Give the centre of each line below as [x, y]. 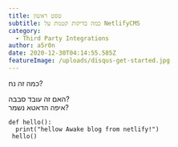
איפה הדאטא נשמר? [39, 107]
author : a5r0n [32, 46]
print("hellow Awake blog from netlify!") [87, 129]
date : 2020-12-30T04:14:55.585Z [62, 53]
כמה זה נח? [26, 83]
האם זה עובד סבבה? [39, 99]
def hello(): [30, 122]
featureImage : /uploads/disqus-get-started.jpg [89, 61]
